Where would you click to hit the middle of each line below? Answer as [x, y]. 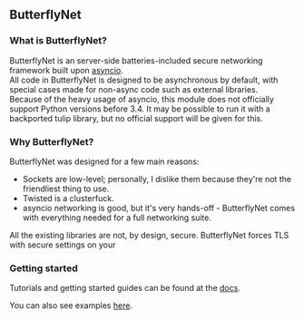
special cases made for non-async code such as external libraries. [134, 89]
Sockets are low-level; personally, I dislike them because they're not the [157, 179]
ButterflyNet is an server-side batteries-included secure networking [136, 60]
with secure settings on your [63, 245]
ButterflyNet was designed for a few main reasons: [104, 161]
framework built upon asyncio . [67, 70]
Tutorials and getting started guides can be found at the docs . [125, 288]
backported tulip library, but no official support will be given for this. [136, 118]
